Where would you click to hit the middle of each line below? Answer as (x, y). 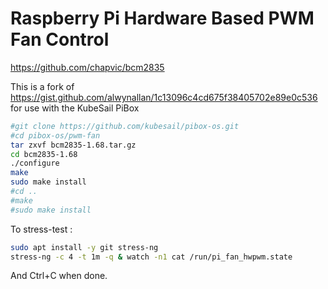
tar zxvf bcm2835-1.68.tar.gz (73, 145)
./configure (35, 163)
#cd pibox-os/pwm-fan (55, 135)
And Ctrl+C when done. (59, 276)
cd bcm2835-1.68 (44, 154)
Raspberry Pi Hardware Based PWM (162, 18)
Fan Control (60, 39)
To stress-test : (41, 229)
